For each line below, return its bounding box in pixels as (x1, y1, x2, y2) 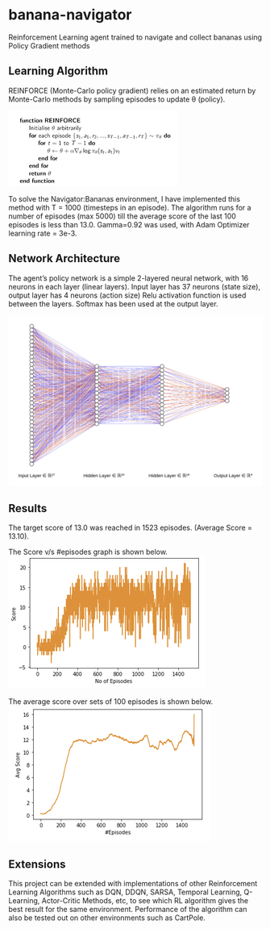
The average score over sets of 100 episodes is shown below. (8, 697, 214, 706)
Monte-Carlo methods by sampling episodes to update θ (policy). (8, 94, 226, 104)
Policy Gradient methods (8, 40, 90, 50)
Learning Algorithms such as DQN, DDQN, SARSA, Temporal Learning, (8, 887, 243, 897)
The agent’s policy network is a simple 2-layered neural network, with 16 (8, 273, 249, 283)
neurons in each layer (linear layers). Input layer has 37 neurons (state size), (8, 281, 260, 291)
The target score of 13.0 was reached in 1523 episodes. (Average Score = (8, 523, 252, 533)
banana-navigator (8, 6, 132, 24)
